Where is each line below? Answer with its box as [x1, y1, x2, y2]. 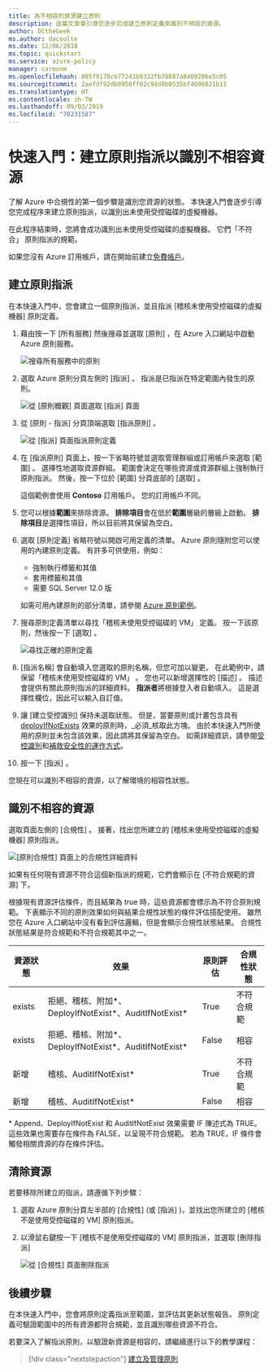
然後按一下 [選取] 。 [34, 628, 102, 638]
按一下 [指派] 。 [19, 758, 73, 768]
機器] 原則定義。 [8, 311, 63, 321]
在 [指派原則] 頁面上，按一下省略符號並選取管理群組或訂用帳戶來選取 [19, 453, 250, 462]
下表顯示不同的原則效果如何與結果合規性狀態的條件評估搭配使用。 [24, 907, 245, 917]
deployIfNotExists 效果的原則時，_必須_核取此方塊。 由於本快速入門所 [19, 720, 254, 730]
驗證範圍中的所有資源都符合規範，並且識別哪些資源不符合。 [22, 1320, 222, 1330]
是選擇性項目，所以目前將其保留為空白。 [41, 518, 177, 528]
